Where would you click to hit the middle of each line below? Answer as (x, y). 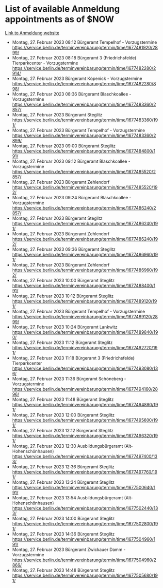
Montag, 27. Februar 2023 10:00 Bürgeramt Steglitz (63, 280)
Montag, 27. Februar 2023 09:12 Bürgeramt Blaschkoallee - (71, 161)
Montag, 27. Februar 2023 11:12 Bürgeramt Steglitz (62, 342)
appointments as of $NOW (60, 19)
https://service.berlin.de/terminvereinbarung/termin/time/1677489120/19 (84, 301)
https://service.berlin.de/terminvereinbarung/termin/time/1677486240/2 (84, 208)
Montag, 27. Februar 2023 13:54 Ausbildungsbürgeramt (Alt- (73, 497)
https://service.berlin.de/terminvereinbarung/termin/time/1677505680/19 (85, 575)
